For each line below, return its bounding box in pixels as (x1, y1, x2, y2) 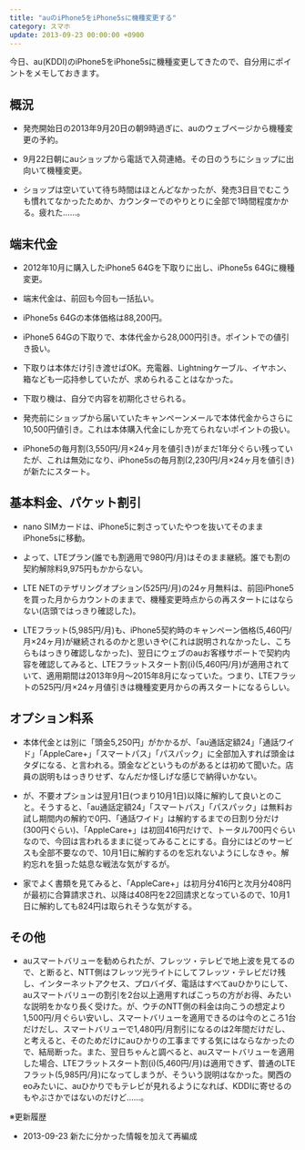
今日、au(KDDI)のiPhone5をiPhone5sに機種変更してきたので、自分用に (9, 56, 276, 67)
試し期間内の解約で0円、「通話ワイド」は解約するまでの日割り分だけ (22, 812, 280, 824)
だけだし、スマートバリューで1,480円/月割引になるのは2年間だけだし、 (22, 1023, 290, 1034)
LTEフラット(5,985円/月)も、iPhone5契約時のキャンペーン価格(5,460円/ (22, 625, 292, 636)
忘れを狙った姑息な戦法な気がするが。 (30, 858, 175, 870)
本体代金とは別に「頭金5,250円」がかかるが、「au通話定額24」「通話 (22, 737, 280, 748)
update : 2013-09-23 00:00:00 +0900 (9, 30, 145, 39)
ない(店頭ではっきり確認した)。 (22, 605, 141, 616)
